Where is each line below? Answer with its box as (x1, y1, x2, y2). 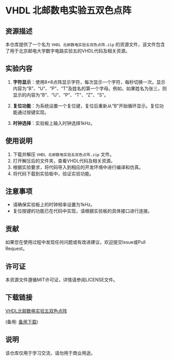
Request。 (5, 245, 27, 252)
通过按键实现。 (17, 109, 49, 115)
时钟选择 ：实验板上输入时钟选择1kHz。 (12, 120, 95, 126)
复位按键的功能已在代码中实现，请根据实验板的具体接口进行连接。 (12, 208, 152, 214)
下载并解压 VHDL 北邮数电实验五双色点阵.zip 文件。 (12, 151, 114, 157)
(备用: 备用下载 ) (5, 318, 39, 324)
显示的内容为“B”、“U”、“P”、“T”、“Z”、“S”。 (12, 92, 109, 98)
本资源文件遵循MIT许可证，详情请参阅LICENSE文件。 (5, 277, 118, 283)
